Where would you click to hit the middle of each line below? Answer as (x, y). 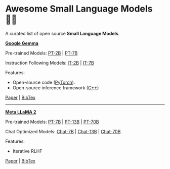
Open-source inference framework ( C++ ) (56, 88)
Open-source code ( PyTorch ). (44, 82)
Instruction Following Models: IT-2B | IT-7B (50, 63)
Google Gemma (22, 43)
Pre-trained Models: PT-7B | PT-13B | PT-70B (52, 122)
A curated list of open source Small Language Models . (62, 33)
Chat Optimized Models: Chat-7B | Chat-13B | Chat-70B (63, 131)
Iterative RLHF (27, 151)
